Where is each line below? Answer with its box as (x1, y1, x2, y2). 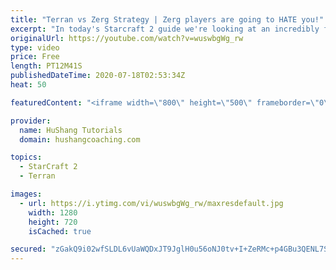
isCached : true (28, 226, 92, 236)
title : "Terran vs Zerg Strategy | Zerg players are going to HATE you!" (10, 14, 325, 25)
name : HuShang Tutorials (19, 125, 123, 135)
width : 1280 (28, 207, 78, 218)
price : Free (10, 52, 60, 62)
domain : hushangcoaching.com (19, 134, 141, 145)
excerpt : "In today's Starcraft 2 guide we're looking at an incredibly (10, 24, 320, 34)
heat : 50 (10, 80, 47, 90)
